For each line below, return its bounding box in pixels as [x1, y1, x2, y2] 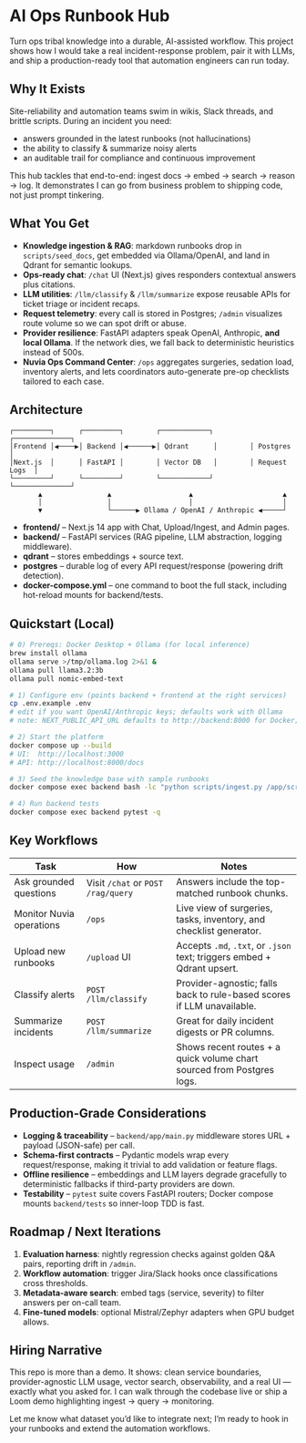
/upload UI [86, 950, 131, 963]
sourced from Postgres [176, 1063, 275, 1076]
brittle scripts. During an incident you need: [9, 115, 172, 126]
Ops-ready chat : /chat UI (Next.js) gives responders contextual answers [22, 269, 297, 280]
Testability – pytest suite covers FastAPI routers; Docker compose [22, 1188, 274, 1199]
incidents [14, 1026, 54, 1038]
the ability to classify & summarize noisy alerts [22, 142, 198, 153]
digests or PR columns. [176, 1026, 275, 1038]
